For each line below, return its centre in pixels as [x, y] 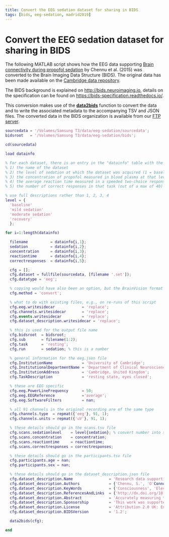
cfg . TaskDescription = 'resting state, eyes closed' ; [81, 377]
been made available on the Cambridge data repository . [63, 80]
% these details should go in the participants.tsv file [71, 456]
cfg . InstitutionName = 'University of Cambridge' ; [77, 363]
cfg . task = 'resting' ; [39, 344]
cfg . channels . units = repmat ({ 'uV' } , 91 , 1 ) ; [58, 419]
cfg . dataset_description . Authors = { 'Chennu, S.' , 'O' [82, 483]
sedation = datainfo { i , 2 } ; [48, 247]
